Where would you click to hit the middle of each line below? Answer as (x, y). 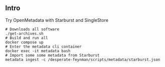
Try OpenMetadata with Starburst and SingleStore (57, 20)
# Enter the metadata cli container (43, 47)
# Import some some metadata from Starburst (52, 55)
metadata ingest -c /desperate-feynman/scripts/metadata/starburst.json (83, 60)
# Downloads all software (32, 29)
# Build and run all (27, 38)
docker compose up (24, 42)
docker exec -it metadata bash (38, 51)
